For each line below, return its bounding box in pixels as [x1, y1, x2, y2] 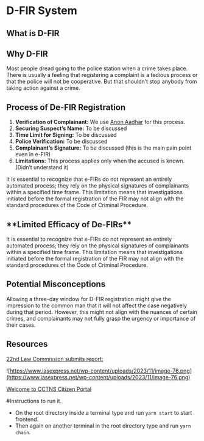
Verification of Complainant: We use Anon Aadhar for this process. [15, 118, 186, 126]
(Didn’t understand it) [15, 164, 69, 171]
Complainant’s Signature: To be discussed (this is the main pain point [15, 144, 192, 151]
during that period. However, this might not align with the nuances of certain [6, 308, 198, 315]
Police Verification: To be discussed [15, 138, 108, 145]
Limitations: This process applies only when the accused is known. [15, 157, 185, 165]
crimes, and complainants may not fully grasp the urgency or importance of [6, 315, 196, 322]
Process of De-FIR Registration [6, 102, 126, 112]
